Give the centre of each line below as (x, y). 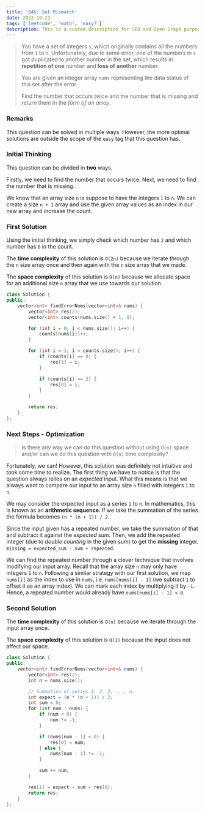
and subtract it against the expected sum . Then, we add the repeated (93, 535)
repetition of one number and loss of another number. (90, 66)
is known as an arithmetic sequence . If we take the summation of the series (102, 510)
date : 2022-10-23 (28, 18)
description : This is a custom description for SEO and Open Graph (94, 29)
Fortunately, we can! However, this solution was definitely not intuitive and (99, 466)
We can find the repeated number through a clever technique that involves (100, 560)
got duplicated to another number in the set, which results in (97, 59)
